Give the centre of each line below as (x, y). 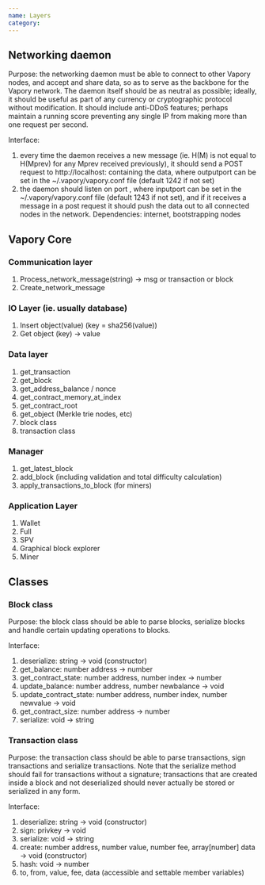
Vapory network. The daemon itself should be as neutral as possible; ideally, (132, 91)
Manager (26, 451)
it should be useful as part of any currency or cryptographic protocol (120, 99)
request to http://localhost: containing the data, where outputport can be (138, 172)
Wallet (30, 523)
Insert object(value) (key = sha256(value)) (89, 325)
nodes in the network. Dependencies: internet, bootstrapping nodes (130, 214)
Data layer (28, 354)
